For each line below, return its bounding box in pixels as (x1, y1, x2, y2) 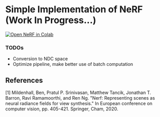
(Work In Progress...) (5, 14, 96, 26)
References (5, 76, 43, 85)
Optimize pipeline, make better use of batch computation (12, 61, 133, 67)
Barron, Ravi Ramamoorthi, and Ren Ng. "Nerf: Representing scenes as (5, 95, 155, 101)
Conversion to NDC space (12, 56, 68, 62)
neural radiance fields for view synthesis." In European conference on (5, 101, 153, 107)
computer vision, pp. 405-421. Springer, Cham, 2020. (5, 106, 118, 112)
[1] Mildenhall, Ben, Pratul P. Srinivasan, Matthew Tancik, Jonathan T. (5, 89, 151, 96)
